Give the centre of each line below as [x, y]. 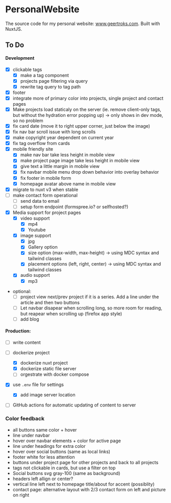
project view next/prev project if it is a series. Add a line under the [90, 297]
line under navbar [31, 435]
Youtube [37, 230]
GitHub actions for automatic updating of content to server [74, 405]
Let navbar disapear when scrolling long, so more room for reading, [91, 308]
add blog [30, 319]
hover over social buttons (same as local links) [62, 451]
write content [27, 342]
